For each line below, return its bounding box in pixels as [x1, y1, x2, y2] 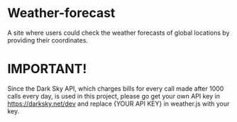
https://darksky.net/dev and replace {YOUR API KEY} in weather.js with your [7, 99, 230, 108]
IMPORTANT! [7, 61, 87, 77]
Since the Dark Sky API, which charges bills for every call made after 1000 [7, 84, 224, 93]
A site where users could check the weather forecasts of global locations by [7, 28, 230, 37]
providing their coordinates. [7, 35, 89, 44]
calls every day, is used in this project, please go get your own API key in [7, 91, 220, 100]
